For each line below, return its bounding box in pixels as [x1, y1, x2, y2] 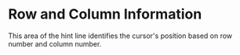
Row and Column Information [8, 5, 202, 23]
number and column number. [8, 39, 102, 48]
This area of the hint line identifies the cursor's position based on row [8, 31, 233, 40]
